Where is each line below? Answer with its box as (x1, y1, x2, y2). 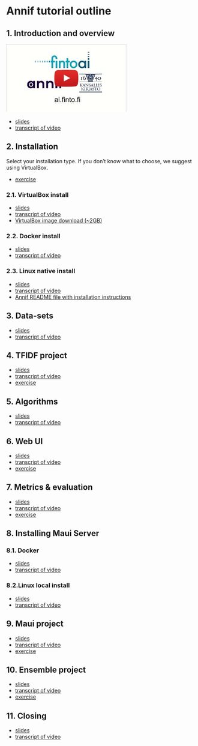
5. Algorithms (6, 396, 58, 406)
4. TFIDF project (6, 350, 67, 361)
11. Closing (6, 711, 47, 721)
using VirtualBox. (6, 164, 49, 171)
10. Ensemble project (6, 664, 86, 675)
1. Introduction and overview (6, 28, 115, 38)
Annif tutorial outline (6, 4, 112, 18)
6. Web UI (6, 436, 43, 447)
